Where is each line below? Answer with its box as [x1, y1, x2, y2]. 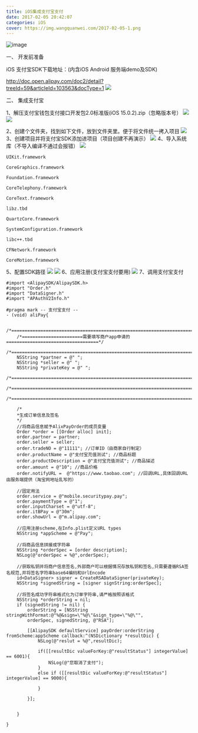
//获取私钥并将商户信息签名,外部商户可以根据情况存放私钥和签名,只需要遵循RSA [16, 564, 184, 570]
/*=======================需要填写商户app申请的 [16, 334, 131, 340]
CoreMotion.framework [6, 257, 60, 263]
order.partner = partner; [16, 434, 81, 440]
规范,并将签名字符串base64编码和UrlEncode [10, 570, 106, 576]
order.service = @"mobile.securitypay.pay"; [16, 493, 128, 500]
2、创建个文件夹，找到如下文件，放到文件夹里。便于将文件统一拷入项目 [6, 128, 180, 135]
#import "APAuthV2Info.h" [6, 296, 70, 302]
